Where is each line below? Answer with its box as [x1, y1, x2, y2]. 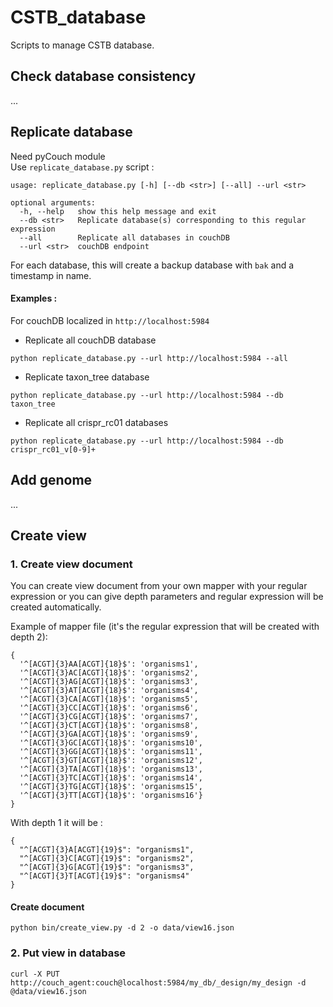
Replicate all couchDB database [24, 334, 157, 346]
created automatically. [10, 601, 102, 613]
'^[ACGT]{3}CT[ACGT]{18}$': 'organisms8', [19, 721, 199, 731]
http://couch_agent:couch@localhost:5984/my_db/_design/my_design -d [10, 977, 307, 988]
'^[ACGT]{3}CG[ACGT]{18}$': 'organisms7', [19, 712, 199, 722]
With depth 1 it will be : [10, 817, 103, 829]
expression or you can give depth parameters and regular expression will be [10, 591, 324, 603]
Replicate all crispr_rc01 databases [24, 416, 169, 428]
